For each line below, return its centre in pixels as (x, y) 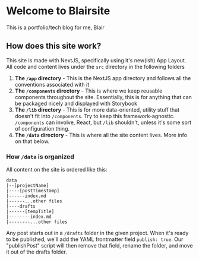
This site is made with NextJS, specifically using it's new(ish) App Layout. (96, 60)
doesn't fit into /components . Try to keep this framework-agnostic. (95, 116)
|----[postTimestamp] (33, 191)
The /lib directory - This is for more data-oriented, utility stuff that (97, 110)
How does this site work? (54, 46)
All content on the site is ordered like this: (57, 170)
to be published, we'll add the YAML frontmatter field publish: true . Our (95, 239)
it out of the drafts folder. (37, 252)
